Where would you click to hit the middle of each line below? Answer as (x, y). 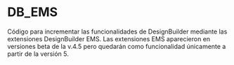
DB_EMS (33, 12)
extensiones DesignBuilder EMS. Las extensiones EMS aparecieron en (109, 38)
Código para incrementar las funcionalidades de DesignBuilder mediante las (117, 31)
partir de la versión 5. (38, 54)
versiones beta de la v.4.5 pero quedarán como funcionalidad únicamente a (117, 46)
